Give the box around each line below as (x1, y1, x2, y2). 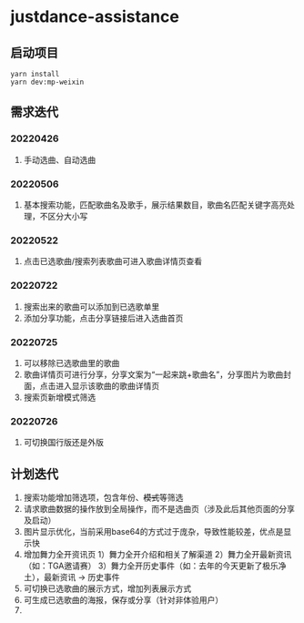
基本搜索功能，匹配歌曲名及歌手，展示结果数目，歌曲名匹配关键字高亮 (23, 199, 288, 210)
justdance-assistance (10, 6, 180, 27)
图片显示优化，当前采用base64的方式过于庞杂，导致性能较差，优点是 (23, 526, 284, 536)
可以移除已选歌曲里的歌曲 (23, 357, 120, 368)
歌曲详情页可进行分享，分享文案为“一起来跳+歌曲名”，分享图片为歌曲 (23, 369, 284, 380)
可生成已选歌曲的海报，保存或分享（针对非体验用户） (23, 594, 224, 605)
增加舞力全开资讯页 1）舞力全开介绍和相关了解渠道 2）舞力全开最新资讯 (23, 548, 292, 559)
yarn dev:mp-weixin (10, 77, 85, 87)
